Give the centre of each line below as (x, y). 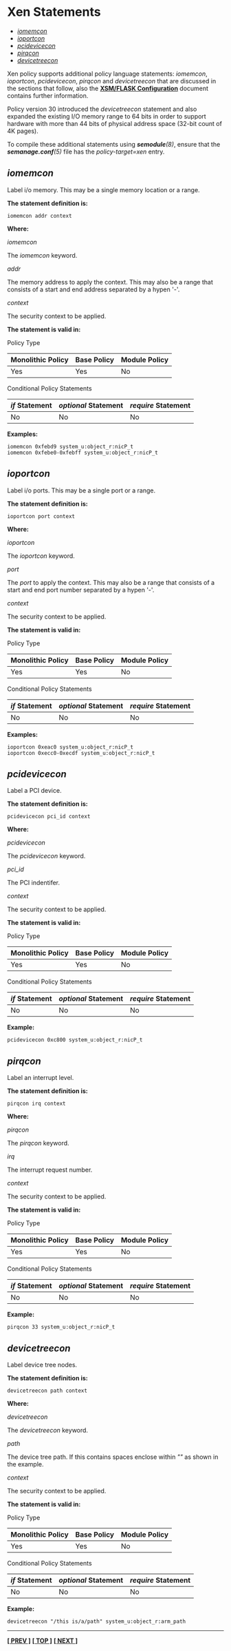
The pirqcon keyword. (38, 1143)
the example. (25, 1464)
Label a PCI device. (34, 791)
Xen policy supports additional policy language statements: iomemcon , (107, 74)
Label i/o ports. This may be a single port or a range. (81, 490)
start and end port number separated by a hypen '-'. (81, 590)
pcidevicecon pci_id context (49, 817)
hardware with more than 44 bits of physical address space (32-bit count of (114, 123)
